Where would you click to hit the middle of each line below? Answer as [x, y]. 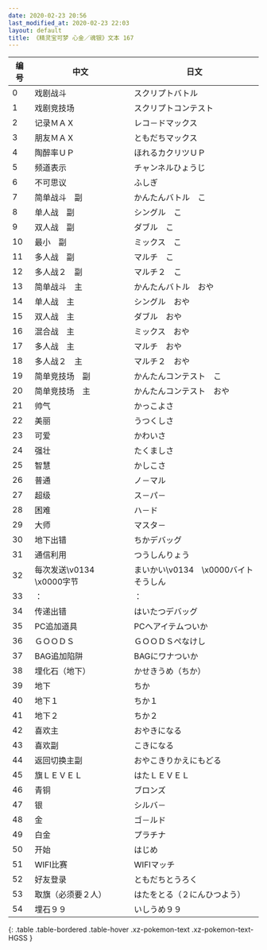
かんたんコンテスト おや [182, 392]
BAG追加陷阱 [59, 656]
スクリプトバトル [166, 94]
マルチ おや [158, 346]
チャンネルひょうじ [170, 168]
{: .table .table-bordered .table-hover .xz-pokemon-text [99, 929]
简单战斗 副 [59, 198]
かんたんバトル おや [174, 287]
